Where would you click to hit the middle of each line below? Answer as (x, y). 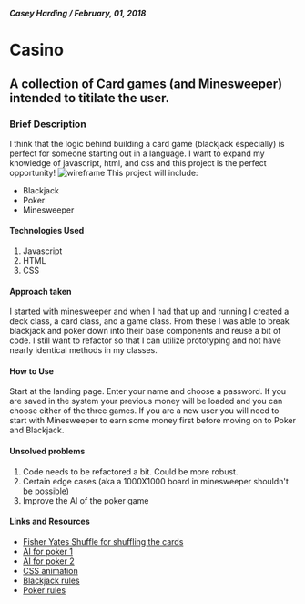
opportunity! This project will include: (104, 172)
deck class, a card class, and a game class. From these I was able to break (149, 321)
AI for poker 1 (47, 551)
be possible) (46, 491)
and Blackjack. (37, 430)
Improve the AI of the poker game (86, 500)
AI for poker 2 (48, 561)
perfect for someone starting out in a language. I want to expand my (137, 153)
